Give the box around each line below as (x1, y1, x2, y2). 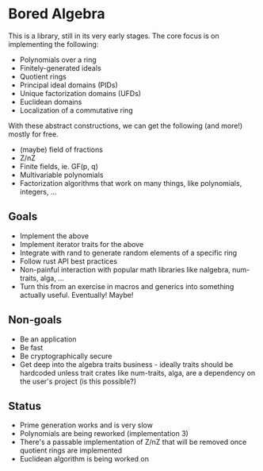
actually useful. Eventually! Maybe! (19, 290, 134, 299)
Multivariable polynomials (19, 170, 104, 180)
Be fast (19, 342, 44, 352)
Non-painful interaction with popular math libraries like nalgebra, (19, 264, 231, 274)
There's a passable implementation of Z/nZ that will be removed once (19, 438, 247, 447)
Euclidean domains (19, 97, 82, 106)
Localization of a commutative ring (19, 105, 133, 115)
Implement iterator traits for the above (19, 239, 144, 249)
